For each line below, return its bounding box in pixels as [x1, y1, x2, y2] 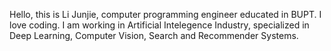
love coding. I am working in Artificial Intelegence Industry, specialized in [9, 19, 310, 31]
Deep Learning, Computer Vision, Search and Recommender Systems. [9, 30, 299, 41]
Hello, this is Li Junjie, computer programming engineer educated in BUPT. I [9, 9, 322, 20]
